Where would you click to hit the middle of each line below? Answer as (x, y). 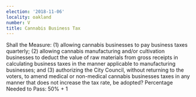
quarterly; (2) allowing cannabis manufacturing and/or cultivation (86, 51)
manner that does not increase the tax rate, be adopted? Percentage (90, 83)
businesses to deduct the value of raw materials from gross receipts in (92, 57)
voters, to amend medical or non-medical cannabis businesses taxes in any (98, 76)
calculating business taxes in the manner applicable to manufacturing (91, 64)
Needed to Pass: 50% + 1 (37, 89)
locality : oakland (29, 17)
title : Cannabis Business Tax (44, 28)
